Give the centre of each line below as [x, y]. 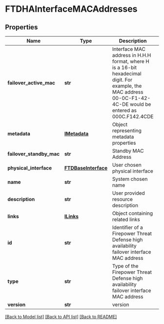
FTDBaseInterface [86, 168]
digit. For [122, 80]
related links [126, 219]
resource [122, 199]
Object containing [133, 213]
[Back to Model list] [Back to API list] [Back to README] [61, 317]
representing [127, 131]
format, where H [131, 61]
